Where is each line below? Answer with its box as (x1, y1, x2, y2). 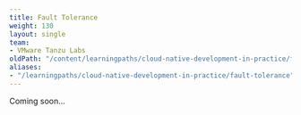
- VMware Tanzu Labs (9, 46, 87, 55)
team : (9, 37, 30, 47)
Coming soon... (9, 95, 65, 106)
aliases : (9, 63, 42, 72)
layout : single (9, 29, 66, 38)
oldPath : (9, 54, 42, 63)
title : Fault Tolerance (9, 12, 99, 22)
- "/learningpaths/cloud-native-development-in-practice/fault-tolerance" (9, 71, 295, 80)
